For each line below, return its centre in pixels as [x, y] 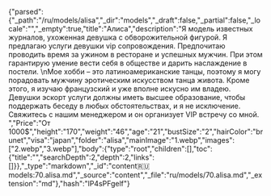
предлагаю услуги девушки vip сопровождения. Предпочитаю [117, 46]
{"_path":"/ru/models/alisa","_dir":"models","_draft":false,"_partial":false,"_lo [135, 20]
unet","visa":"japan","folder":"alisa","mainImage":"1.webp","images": [122, 140]
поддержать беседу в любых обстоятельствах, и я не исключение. [125, 106]
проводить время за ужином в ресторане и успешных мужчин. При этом [135, 54]
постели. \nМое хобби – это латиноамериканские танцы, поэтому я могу [135, 71]
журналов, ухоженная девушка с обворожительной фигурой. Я [118, 37]
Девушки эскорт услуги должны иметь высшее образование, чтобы [127, 97]
